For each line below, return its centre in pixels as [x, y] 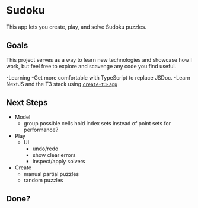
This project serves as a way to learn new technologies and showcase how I [99, 59]
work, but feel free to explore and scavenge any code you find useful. [91, 66]
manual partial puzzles [51, 174]
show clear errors [54, 155]
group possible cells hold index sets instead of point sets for [97, 123]
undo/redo [45, 149]
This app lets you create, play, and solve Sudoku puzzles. [76, 27]
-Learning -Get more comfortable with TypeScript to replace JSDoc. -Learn [98, 77]
